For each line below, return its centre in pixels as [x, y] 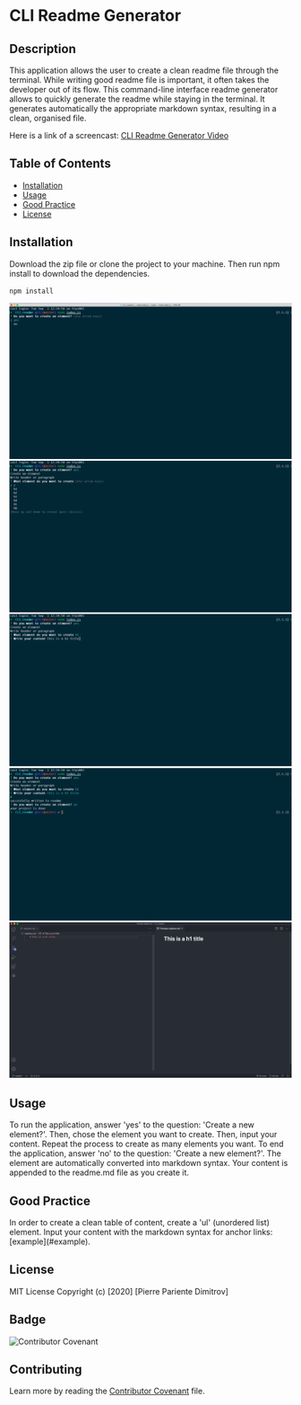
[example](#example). [50, 1242]
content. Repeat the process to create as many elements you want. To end [146, 1144]
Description [43, 49]
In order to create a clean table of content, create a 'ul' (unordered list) [140, 1222]
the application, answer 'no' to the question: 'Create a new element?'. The [146, 1153]
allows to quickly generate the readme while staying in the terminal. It [138, 99]
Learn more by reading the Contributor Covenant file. [107, 1391]
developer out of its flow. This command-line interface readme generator [144, 89]
